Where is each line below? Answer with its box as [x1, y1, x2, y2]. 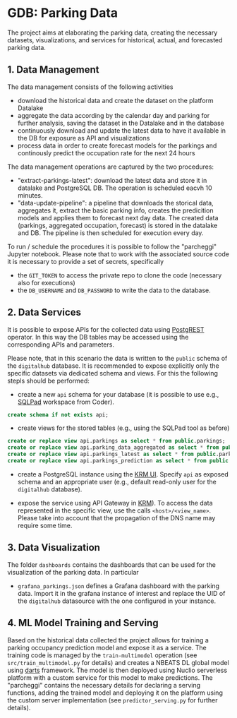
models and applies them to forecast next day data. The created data [17, 213, 219, 222]
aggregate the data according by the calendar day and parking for [17, 111, 210, 119]
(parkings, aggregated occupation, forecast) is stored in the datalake [17, 221, 218, 229]
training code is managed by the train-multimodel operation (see [7, 651, 197, 659]
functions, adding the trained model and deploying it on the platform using [7, 688, 224, 697]
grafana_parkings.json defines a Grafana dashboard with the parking [17, 581, 220, 590]
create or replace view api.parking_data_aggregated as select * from [7, 444, 219, 451]
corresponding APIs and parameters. [7, 340, 115, 349]
